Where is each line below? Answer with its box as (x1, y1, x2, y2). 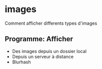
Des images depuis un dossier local (12, 48, 87, 54)
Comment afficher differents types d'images (5, 20, 97, 26)
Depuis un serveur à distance (12, 53, 74, 59)
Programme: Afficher (5, 35, 73, 43)
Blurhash (12, 59, 31, 65)
